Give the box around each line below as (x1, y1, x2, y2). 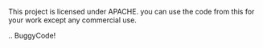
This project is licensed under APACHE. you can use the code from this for (8, 7, 255, 16)
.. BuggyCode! (8, 31, 56, 40)
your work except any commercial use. (8, 15, 137, 25)
